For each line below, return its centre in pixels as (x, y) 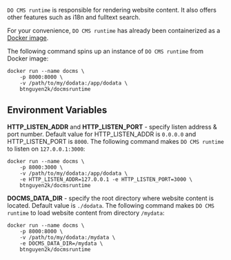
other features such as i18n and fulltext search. (74, 17)
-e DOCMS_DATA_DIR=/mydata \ (61, 243)
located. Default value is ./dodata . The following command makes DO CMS (111, 205)
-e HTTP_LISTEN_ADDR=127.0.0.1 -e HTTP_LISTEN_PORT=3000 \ (106, 179)
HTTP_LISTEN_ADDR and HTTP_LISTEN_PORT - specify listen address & (112, 127)
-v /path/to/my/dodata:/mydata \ (68, 237)
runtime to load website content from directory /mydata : (86, 213)
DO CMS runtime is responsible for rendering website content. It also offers (112, 10)
